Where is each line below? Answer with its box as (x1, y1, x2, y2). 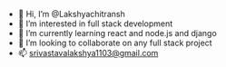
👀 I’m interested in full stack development (17, 18, 173, 29)
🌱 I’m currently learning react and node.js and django (17, 28, 218, 38)
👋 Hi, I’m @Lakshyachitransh (17, 9, 125, 19)
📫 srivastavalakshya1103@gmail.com (17, 48, 159, 58)
